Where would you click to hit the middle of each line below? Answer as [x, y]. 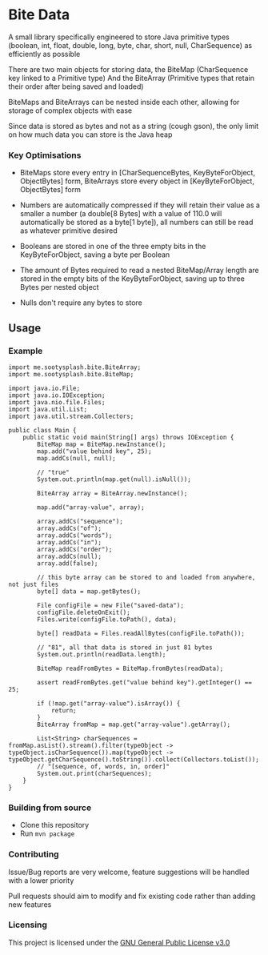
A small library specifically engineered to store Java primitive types [119, 37]
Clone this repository [54, 825]
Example [26, 351]
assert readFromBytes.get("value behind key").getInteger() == [144, 682]
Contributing [34, 854]
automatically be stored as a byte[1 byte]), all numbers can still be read [136, 223]
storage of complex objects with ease [70, 110]
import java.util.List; [48, 409]
